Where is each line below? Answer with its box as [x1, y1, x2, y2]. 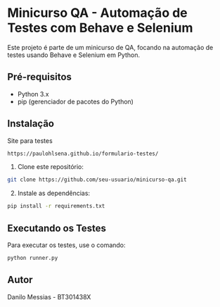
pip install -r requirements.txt [7, 203, 105, 210]
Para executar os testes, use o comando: [7, 241, 126, 249]
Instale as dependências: [17, 189, 90, 198]
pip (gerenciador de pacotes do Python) [17, 97, 134, 106]
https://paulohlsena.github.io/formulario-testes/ [7, 150, 159, 157]
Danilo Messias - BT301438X [7, 292, 91, 301]
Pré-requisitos [7, 71, 72, 83]
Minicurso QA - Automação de [7, 5, 188, 21]
